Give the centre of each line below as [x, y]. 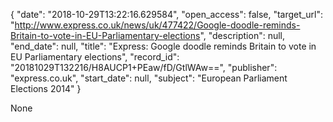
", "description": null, [242, 35]
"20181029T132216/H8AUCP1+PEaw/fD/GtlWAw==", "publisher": [144, 67]
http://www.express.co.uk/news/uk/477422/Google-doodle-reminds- [157, 25]
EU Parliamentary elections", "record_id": [95, 57]
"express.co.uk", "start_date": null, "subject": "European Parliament [149, 78]
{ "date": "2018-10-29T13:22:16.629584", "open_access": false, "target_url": [166, 14]
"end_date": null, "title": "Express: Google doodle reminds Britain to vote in [163, 46]
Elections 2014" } [46, 88]
